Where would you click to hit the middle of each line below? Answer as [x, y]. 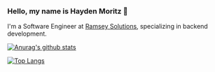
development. [27, 34]
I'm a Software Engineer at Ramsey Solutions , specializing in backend [107, 27]
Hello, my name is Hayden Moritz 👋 [68, 11]
